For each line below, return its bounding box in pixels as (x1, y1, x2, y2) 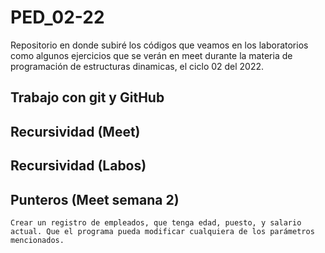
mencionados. (10, 235, 65, 245)
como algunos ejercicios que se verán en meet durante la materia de (10, 49, 293, 61)
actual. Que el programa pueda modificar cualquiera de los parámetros (10, 226, 315, 236)
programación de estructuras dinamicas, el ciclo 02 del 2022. (10, 60, 265, 72)
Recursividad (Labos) (10, 157, 147, 175)
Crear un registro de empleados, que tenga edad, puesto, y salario (10, 217, 302, 228)
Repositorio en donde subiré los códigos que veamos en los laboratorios (10, 39, 309, 51)
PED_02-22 (10, 6, 105, 29)
